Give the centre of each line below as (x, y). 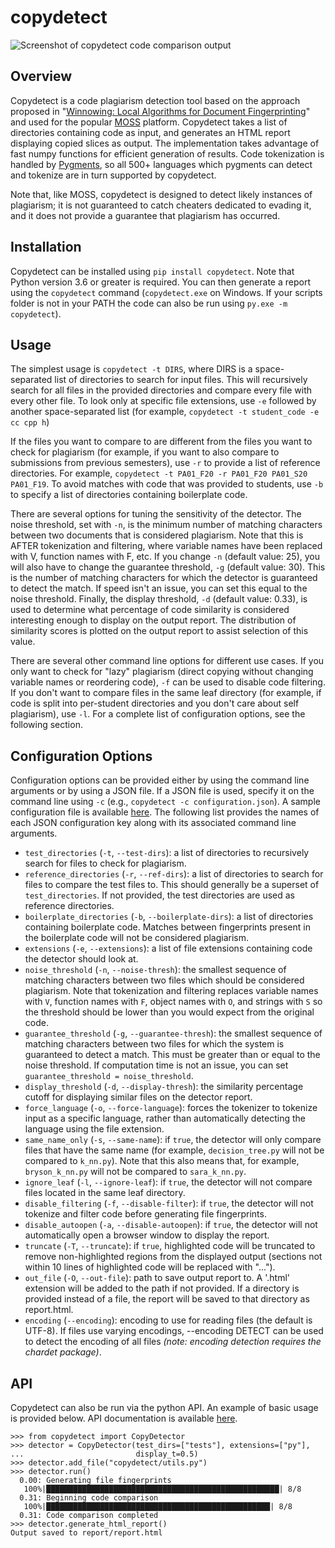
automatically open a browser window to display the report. (147, 1235)
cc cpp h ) (30, 422)
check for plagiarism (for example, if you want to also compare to (145, 452)
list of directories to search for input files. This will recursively (181, 380)
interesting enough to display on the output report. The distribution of (153, 620)
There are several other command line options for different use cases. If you (167, 661)
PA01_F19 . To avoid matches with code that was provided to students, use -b (167, 484)
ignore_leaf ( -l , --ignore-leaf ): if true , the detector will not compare (168, 1182)
